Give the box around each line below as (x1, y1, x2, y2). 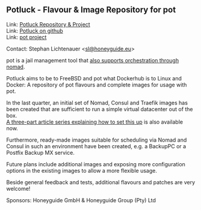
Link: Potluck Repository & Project (6, 20, 90, 28)
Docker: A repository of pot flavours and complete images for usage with (6, 81, 187, 88)
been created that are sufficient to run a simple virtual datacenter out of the (6, 105, 194, 113)
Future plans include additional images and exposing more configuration (6, 160, 185, 167)
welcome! (6, 185, 31, 192)
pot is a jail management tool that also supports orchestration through (6, 56, 179, 64)
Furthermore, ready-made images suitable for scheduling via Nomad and (6, 136, 187, 143)
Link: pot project (6, 33, 47, 41)
